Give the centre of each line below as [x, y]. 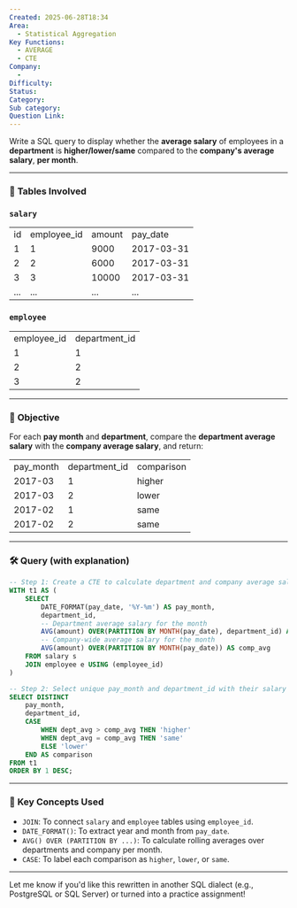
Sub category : [35, 108]
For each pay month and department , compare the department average [142, 436]
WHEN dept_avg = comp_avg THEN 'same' [112, 738]
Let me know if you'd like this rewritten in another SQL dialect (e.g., [131, 884]
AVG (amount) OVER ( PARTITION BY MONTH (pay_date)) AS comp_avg [156, 648]
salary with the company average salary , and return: [106, 446]
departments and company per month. [92, 850]
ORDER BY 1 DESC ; [41, 771]
